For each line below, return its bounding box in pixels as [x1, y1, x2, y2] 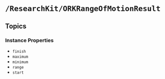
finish [12, 49, 26, 54]
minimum [12, 59, 28, 65]
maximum [12, 54, 28, 59]
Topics [5, 22, 27, 30]
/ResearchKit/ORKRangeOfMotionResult [5, 4, 161, 13]
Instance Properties [5, 37, 54, 44]
